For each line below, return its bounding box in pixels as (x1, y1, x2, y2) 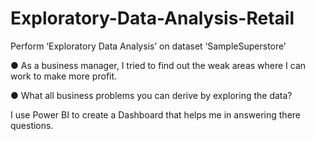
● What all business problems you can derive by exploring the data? (10, 89, 293, 101)
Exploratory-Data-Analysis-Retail (10, 7, 295, 30)
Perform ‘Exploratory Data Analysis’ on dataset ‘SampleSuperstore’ (10, 40, 287, 52)
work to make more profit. (10, 70, 118, 82)
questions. (10, 119, 54, 131)
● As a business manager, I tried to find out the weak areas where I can (10, 59, 307, 71)
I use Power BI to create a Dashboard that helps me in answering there (10, 108, 301, 121)
